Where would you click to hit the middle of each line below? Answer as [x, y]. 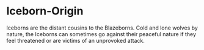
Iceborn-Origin [45, 11]
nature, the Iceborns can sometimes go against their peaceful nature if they [101, 34]
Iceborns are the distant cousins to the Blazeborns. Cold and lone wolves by [102, 28]
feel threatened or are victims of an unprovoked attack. [76, 40]
